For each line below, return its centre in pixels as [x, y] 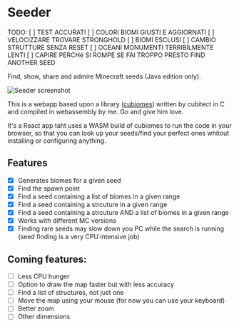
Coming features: [47, 259]
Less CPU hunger [44, 276]
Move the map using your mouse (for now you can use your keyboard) [121, 301]
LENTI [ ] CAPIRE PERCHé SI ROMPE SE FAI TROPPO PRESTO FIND [106, 55]
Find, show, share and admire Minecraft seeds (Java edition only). [104, 76]
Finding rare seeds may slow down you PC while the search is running [121, 228]
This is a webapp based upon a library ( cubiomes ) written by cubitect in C [116, 104]
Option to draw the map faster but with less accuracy [96, 285]
